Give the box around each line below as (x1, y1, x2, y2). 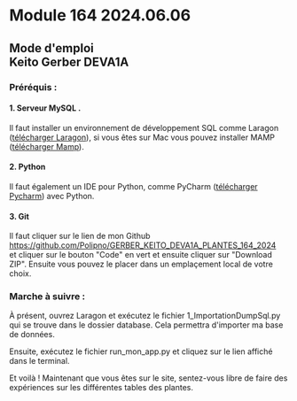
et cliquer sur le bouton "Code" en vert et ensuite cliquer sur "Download (9, 250, 273, 260)
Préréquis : (9, 81, 58, 93)
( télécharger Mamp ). (9, 141, 84, 151)
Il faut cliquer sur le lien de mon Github (9, 231, 151, 242)
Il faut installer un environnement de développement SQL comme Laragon (9, 122, 279, 133)
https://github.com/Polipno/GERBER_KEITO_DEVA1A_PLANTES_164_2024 (9, 240, 277, 251)
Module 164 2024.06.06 (9, 5, 191, 26)
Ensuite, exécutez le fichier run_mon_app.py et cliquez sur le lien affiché (9, 346, 273, 357)
